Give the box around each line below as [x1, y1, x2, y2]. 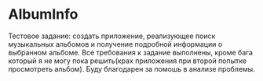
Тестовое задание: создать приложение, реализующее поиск [8, 31, 216, 40]
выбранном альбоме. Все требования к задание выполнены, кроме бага [8, 48, 254, 57]
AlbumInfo [8, 5, 79, 23]
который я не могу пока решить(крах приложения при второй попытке [8, 56, 247, 65]
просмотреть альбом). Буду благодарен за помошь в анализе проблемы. [8, 64, 255, 73]
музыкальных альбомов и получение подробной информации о [8, 39, 223, 48]
